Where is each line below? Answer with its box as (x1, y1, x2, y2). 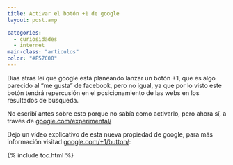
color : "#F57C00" (7, 55, 58, 62)
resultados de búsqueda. (7, 96, 79, 104)
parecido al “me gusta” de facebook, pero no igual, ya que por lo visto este (7, 81, 223, 89)
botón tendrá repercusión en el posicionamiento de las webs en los (7, 88, 200, 97)
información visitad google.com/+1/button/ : (7, 137, 131, 146)
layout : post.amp (7, 17, 58, 24)
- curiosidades (13, 35, 58, 42)
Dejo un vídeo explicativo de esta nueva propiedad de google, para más (7, 130, 214, 139)
